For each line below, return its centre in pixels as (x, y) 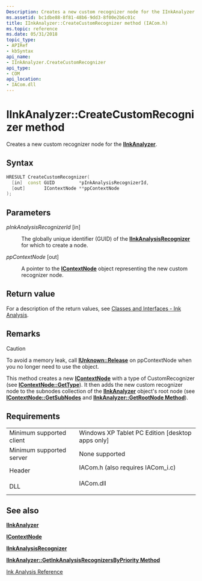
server (19, 457)
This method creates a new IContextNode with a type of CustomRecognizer (101, 378)
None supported (102, 454)
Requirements (33, 417)
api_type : (19, 68)
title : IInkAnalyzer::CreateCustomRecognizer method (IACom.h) (87, 23)
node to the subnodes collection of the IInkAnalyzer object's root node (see (101, 391)
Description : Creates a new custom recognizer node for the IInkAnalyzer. (102, 12)
